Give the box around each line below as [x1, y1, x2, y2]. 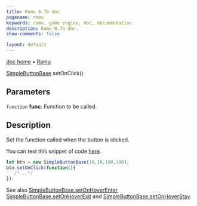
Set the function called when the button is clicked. [6, 136, 130, 143]
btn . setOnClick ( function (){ [6, 165, 76, 171]
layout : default [6, 42, 47, 48]
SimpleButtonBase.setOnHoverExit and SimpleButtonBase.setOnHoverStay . [6, 193, 192, 200]
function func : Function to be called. [6, 103, 97, 110]
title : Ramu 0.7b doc [6, 8, 60, 15]
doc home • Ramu [6, 58, 51, 65]
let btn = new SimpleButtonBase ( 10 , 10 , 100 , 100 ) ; [6, 159, 130, 165]
